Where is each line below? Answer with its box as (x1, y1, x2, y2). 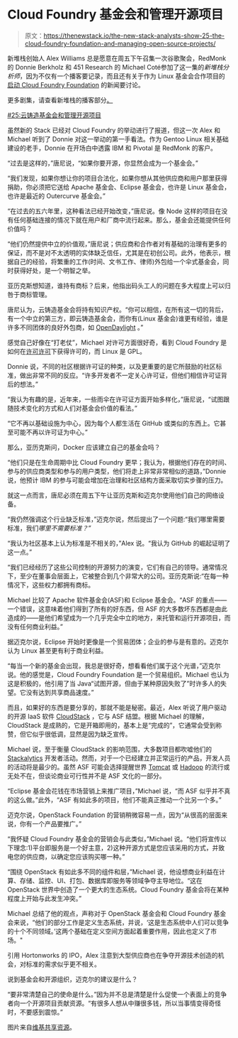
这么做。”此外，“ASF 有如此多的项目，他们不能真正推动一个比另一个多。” (13, 795, 222, 804)
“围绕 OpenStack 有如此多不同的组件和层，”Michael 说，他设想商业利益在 (7, 867, 220, 876)
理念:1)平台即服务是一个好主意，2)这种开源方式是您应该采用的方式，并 (13, 843, 219, 852)
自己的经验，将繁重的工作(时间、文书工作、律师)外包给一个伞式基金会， (13, 257, 223, 266)
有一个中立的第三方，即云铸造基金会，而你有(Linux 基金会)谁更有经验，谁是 (7, 314, 228, 323)
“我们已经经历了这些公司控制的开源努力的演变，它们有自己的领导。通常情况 (7, 563, 228, 571)
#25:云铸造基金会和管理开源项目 (7, 111, 101, 119)
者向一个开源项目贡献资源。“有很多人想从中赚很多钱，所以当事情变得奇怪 (7, 999, 222, 1007)
